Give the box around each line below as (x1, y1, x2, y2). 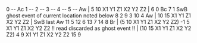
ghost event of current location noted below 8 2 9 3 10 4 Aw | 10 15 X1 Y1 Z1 (6, 12, 192, 19)
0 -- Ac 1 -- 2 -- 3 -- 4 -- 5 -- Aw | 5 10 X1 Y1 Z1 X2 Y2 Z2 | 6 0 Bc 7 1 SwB (6, 6, 187, 13)
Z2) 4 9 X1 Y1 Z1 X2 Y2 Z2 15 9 (6, 31, 82, 38)
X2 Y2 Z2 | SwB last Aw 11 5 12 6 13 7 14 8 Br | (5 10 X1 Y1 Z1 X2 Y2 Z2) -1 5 (6, 19, 190, 25)
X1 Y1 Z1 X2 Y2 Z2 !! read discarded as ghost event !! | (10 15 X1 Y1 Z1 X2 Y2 (6, 24, 192, 32)
